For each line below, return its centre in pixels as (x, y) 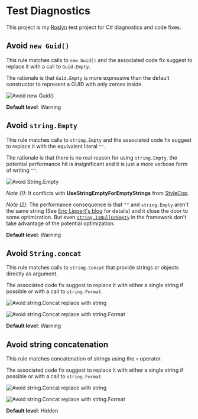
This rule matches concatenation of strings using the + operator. (84, 359)
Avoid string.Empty (42, 126)
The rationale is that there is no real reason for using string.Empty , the (92, 157)
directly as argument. (32, 274)
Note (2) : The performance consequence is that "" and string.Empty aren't (98, 204)
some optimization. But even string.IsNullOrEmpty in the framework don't (96, 217)
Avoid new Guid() (38, 46)
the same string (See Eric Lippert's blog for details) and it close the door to (97, 210)
